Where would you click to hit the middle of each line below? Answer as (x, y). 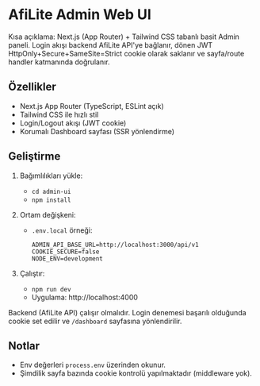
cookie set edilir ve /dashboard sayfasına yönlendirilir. (95, 321)
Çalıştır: (32, 273)
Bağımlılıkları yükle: (51, 176)
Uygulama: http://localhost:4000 (85, 297)
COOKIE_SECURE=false (65, 252)
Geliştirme (34, 156)
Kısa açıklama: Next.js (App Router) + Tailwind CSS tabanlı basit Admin (124, 37)
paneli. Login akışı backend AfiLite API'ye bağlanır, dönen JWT (110, 44)
